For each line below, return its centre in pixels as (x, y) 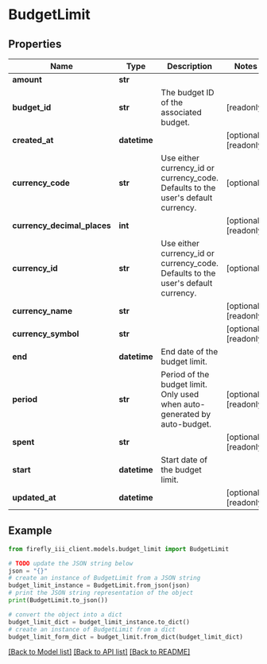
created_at (33, 140)
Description (190, 66)
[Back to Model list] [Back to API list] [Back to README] (99, 652)
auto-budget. (186, 424)
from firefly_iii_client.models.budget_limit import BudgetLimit (118, 549)
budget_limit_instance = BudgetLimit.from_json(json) (99, 585)
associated (181, 112)
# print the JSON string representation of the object (101, 593)
